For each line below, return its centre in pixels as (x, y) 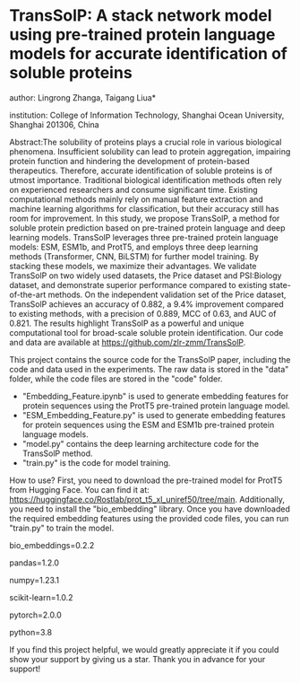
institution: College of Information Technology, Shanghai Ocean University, (147, 115)
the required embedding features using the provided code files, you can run (149, 518)
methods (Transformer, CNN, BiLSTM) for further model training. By (134, 256)
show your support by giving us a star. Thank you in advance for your (137, 659)
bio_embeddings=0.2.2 (52, 545)
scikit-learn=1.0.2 (41, 597)
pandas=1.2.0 (34, 563)
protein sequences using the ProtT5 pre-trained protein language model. (156, 406)
